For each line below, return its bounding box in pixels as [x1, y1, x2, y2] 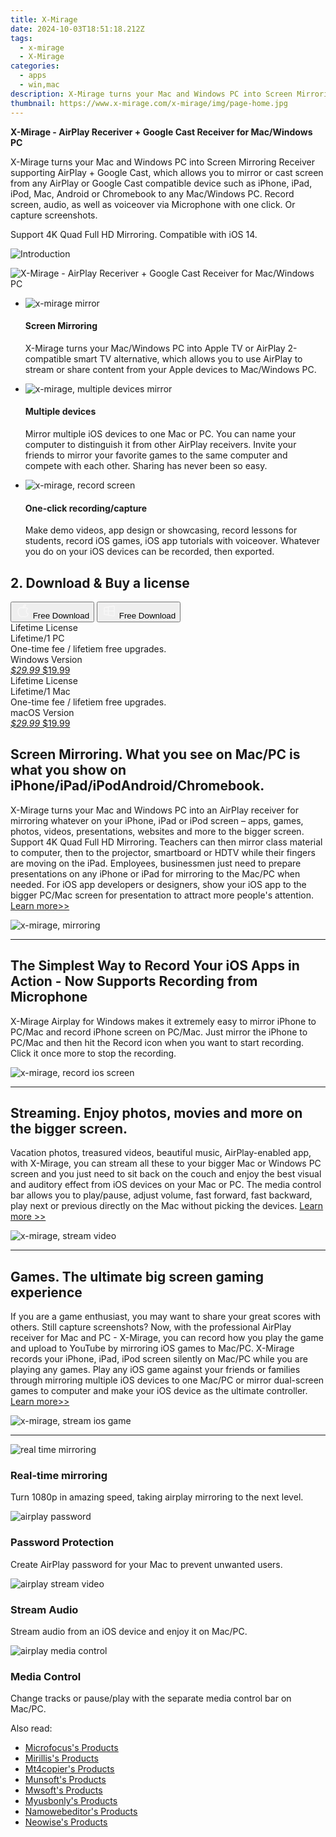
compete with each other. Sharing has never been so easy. [24, 459, 268, 471]
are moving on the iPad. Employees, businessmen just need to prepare [10, 857, 302, 869]
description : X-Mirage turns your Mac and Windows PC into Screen [10, 89, 293, 99]
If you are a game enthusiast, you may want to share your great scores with [10, 1311, 322, 1323]
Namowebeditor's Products [24, 1806, 138, 1818]
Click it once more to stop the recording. [10, 1047, 177, 1059]
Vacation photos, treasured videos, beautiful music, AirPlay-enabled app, [10, 1147, 312, 1159]
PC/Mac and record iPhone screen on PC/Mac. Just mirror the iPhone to [10, 1026, 308, 1038]
